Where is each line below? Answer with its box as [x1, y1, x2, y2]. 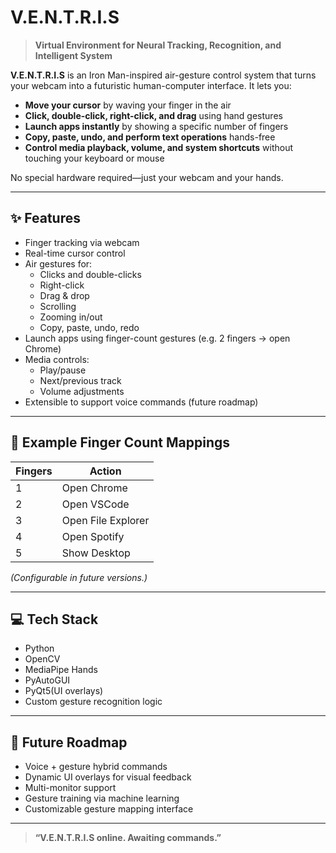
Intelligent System [34, 49, 113, 61]
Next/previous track [39, 374, 122, 386]
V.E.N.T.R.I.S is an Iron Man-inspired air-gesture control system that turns [10, 69, 317, 81]
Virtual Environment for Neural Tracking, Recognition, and [34, 39, 282, 51]
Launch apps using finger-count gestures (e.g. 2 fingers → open [24, 332, 291, 344]
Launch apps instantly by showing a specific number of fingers [24, 120, 289, 132]
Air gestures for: [24, 257, 93, 270]
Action [89, 464, 122, 478]
